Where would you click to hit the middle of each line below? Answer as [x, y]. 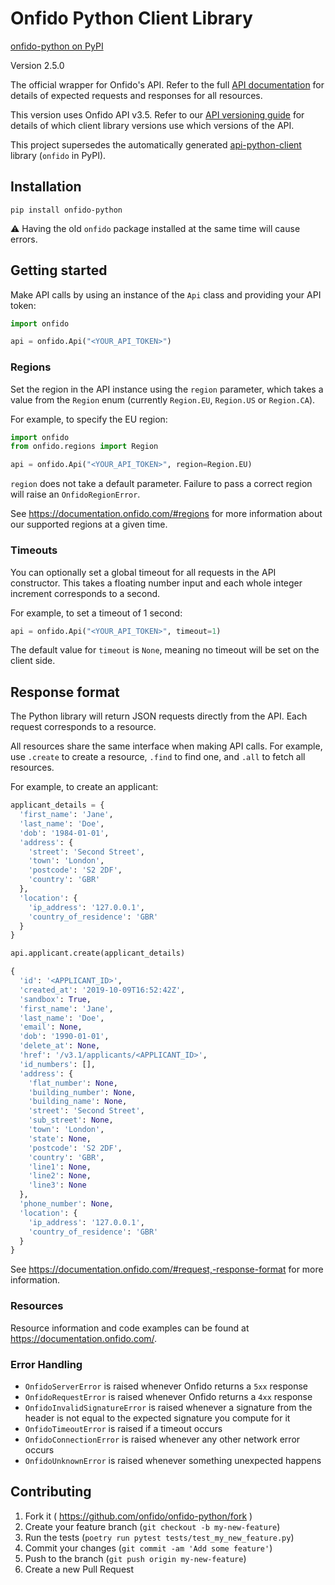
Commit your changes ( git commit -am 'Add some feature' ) [148, 1548]
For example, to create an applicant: [84, 787]
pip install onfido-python [66, 210]
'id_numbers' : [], [58, 1064]
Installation [46, 187]
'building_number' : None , [82, 1092]
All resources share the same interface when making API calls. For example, [166, 746]
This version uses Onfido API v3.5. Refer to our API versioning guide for [157, 114]
